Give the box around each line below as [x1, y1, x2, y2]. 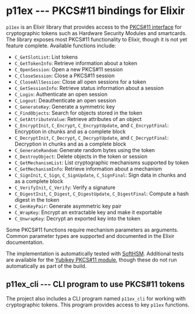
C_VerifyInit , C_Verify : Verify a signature [14, 184, 116, 191]
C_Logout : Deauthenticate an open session [14, 96, 117, 103]
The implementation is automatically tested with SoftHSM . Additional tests [6, 250, 184, 257]
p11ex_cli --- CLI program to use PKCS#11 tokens [6, 280, 185, 289]
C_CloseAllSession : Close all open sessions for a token [14, 78, 147, 85]
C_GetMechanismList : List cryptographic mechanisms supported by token [14, 159, 189, 166]
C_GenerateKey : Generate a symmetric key [14, 103, 115, 110]
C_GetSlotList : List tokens [14, 53, 78, 60]
